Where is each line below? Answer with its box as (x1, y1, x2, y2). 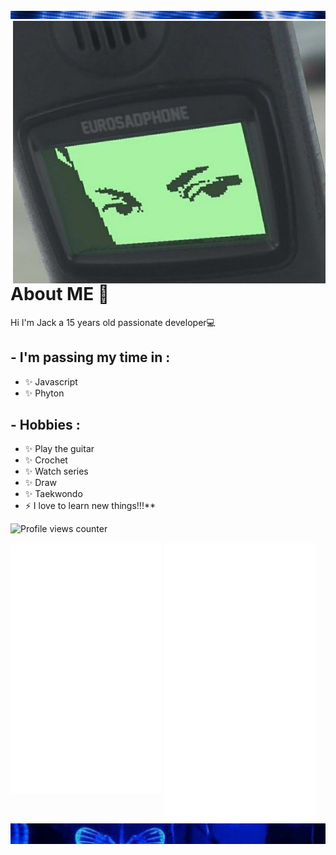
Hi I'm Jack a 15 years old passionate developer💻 (10, 316, 216, 328)
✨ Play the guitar (24, 443, 95, 455)
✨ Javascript (24, 375, 78, 388)
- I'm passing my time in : (10, 349, 171, 366)
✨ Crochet (24, 454, 68, 466)
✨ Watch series (24, 465, 89, 478)
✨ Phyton (24, 387, 65, 399)
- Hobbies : (10, 416, 81, 433)
